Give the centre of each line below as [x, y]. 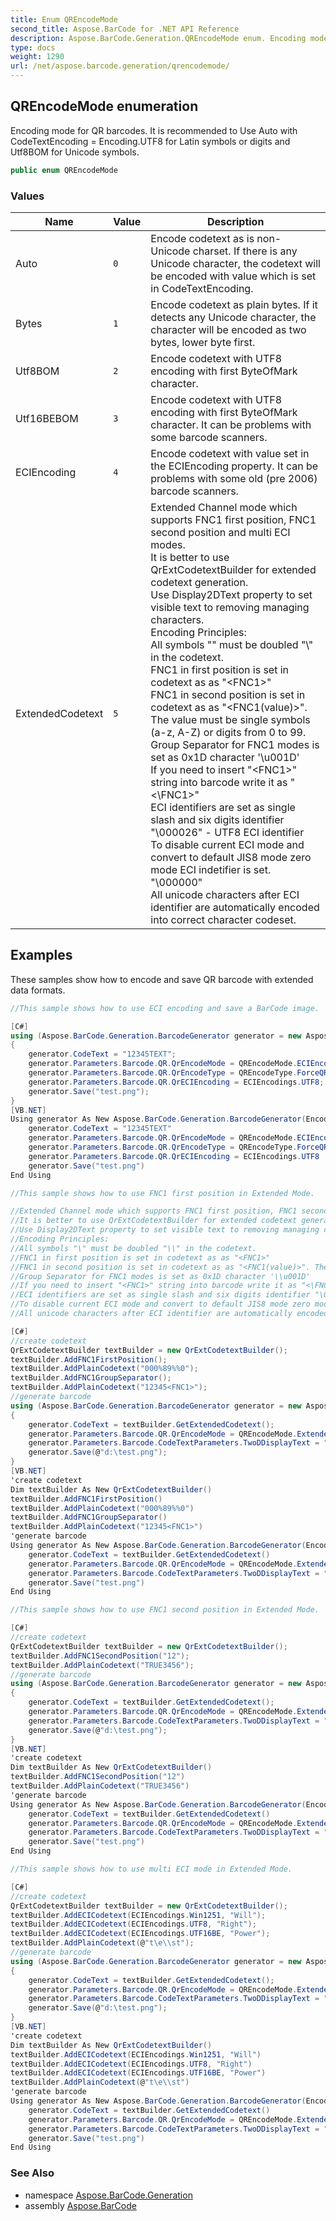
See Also [32, 2173]
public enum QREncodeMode [64, 170]
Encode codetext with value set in [230, 453]
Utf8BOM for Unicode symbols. [75, 152]
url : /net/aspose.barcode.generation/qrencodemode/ [120, 66]
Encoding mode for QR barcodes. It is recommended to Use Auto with [154, 130]
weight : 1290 [37, 57]
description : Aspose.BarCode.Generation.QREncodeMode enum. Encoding [158, 38]
